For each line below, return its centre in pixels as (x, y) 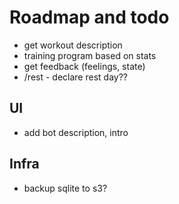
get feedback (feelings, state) (84, 66)
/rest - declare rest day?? (75, 77)
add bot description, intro (76, 132)
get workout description (73, 45)
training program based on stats (90, 55)
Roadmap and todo (89, 17)
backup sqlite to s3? (65, 188)
